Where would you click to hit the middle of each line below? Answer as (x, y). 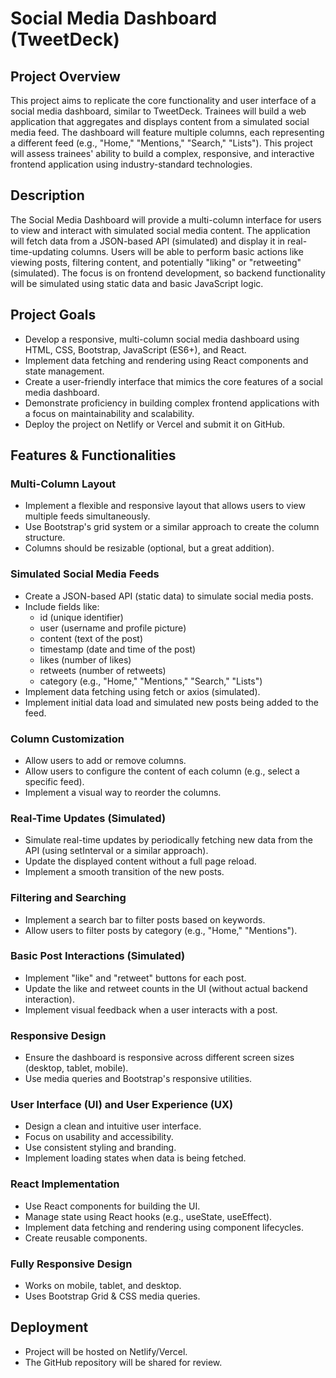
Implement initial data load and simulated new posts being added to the (171, 702)
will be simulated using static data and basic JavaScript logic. (137, 283)
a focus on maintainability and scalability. (109, 413)
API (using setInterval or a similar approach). (116, 851)
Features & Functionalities (93, 455)
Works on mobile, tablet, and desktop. (103, 1285)
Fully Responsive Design (71, 1264)
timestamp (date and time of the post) (118, 649)
